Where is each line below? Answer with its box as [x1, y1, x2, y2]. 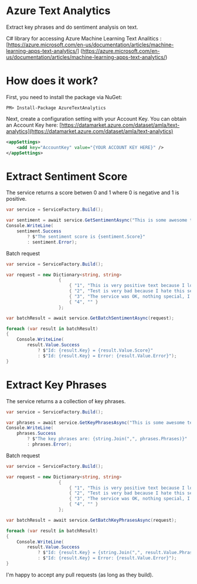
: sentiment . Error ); [27, 239, 77, 245]
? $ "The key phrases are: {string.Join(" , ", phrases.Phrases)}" [27, 436, 188, 442]
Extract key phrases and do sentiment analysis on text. [6, 23, 138, 31]
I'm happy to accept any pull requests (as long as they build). [6, 571, 154, 578]
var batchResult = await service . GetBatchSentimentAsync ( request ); [6, 315, 175, 321]
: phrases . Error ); [27, 441, 72, 447]
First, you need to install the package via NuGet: [6, 93, 123, 100]
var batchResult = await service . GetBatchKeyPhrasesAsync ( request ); [6, 517, 177, 523]
